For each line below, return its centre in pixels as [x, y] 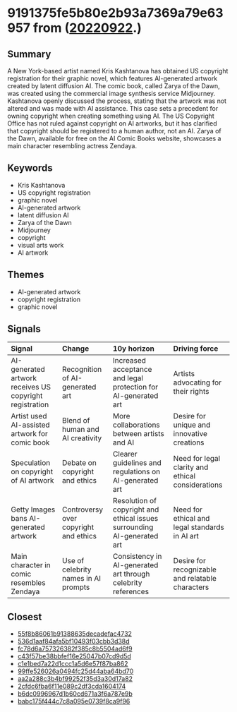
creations [189, 442]
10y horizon [134, 349]
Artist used [29, 416]
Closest [25, 616]
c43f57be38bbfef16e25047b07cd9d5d [74, 656]
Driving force [196, 349]
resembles [28, 583]
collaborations [136, 425]
